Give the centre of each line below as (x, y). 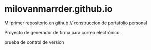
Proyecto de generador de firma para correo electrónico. (63, 32)
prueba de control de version (34, 42)
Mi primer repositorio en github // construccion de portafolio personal (76, 23)
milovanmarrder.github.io (59, 9)
